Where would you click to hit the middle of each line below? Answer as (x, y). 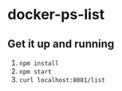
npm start (35, 72)
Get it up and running (61, 44)
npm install (39, 63)
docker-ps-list (56, 15)
